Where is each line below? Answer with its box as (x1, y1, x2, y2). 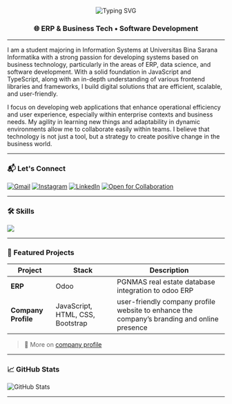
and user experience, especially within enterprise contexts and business (7, 110, 213, 119)
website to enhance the (117, 305, 193, 315)
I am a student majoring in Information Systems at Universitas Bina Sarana (7, 46, 218, 54)
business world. (7, 140, 52, 148)
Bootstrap (55, 319, 88, 328)
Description (149, 265, 189, 275)
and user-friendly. (7, 90, 59, 98)
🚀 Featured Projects (7, 248, 75, 257)
